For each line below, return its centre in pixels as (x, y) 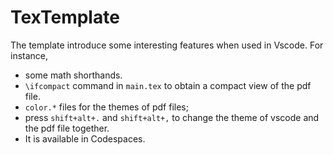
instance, (29, 55)
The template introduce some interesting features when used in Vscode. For (167, 45)
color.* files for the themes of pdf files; (106, 107)
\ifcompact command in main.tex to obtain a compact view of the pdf (168, 85)
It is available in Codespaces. (85, 138)
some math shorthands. (73, 75)
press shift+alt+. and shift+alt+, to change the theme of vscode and (172, 117)
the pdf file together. (67, 128)
